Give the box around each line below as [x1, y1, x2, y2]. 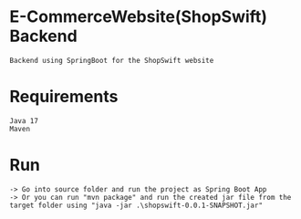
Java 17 [9, 116, 39, 125]
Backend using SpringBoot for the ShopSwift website [9, 56, 214, 65]
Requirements [9, 87, 119, 107]
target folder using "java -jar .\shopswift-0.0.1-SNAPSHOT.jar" [9, 201, 263, 210]
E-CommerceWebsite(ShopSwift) [9, 6, 267, 27]
